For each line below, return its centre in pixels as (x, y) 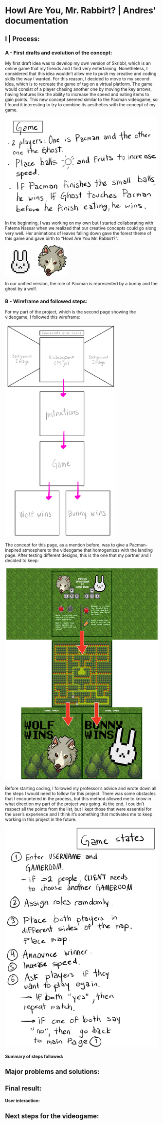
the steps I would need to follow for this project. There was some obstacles (80, 794)
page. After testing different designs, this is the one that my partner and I (78, 555)
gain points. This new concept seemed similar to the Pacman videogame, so (81, 99)
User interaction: (23, 1101)
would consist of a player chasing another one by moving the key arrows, (79, 89)
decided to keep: (22, 561)
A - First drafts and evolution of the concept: (59, 53)
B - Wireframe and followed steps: (46, 301)
